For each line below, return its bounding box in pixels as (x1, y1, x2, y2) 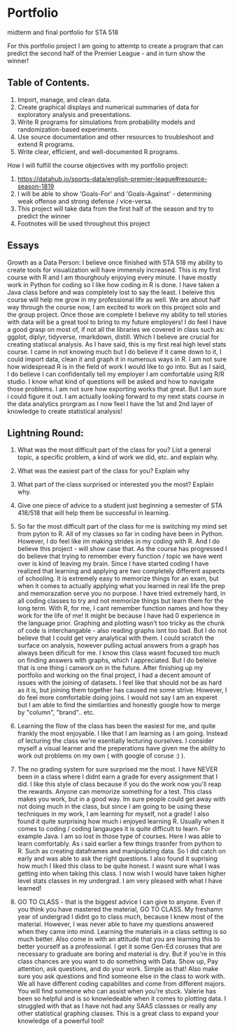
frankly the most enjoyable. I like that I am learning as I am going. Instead (17, 730, 228, 738)
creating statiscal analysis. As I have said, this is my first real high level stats (7, 340, 227, 348)
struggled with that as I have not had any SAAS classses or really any (17, 1002, 218, 1010)
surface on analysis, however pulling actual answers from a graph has (17, 641, 220, 650)
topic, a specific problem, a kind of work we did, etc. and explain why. (17, 453, 219, 461)
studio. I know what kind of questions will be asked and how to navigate (7, 377, 215, 386)
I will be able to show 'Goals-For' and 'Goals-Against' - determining (17, 189, 212, 197)
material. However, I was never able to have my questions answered (17, 920, 213, 928)
